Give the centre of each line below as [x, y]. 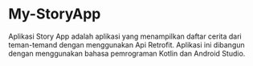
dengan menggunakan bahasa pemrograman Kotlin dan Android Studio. [127, 53]
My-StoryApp [55, 14]
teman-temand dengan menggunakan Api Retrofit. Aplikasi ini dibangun [126, 44]
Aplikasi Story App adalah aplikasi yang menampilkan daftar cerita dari [125, 36]
